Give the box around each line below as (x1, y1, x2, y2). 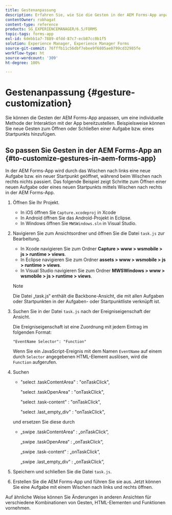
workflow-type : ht (5, 50, 45, 56)
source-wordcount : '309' (5, 55, 58, 61)
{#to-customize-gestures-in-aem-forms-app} (5, 154, 157, 162)
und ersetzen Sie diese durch (12, 419, 75, 425)
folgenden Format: (12, 329, 52, 335)
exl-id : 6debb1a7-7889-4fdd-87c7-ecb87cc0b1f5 (5, 36, 106, 42)
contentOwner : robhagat (5, 17, 56, 22)
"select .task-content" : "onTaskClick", (20, 399, 101, 405)
